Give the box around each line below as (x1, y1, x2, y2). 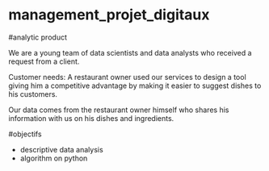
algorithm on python (19, 153, 88, 163)
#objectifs (8, 129, 42, 139)
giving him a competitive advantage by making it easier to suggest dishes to (8, 81, 262, 90)
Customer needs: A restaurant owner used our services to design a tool (8, 72, 246, 81)
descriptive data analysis (19, 144, 103, 154)
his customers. (8, 89, 58, 98)
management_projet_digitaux (8, 6, 210, 24)
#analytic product (8, 32, 67, 42)
